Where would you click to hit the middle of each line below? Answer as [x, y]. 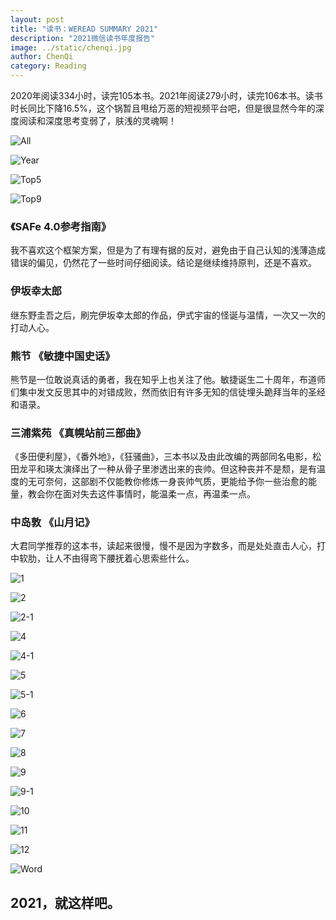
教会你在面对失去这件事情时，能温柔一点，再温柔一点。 [141, 494]
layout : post [37, 19]
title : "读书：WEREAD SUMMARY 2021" [84, 29]
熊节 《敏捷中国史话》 [63, 356]
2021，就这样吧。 [65, 902]
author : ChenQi [42, 57]
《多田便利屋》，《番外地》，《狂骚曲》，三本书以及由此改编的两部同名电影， [161, 457]
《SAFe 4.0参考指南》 [61, 226]
